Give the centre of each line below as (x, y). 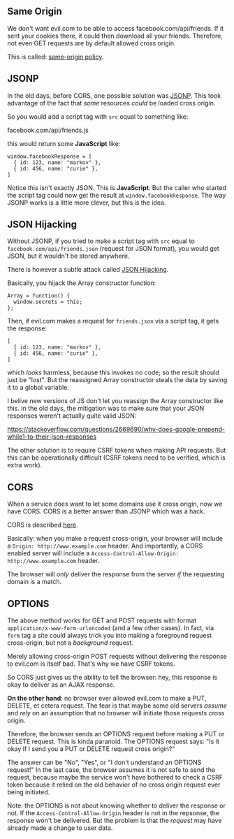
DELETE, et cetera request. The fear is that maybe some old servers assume (117, 706)
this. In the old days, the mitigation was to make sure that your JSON (106, 409)
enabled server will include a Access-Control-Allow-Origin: (93, 553)
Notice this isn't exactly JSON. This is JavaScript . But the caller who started (117, 187)
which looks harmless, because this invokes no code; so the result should (113, 372)
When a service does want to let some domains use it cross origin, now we (115, 504)
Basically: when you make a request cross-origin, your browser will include (115, 539)
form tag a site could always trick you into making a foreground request (109, 636)
